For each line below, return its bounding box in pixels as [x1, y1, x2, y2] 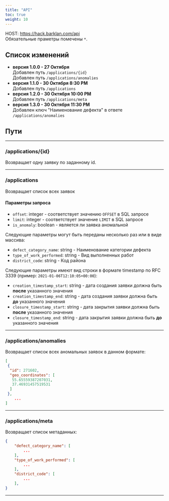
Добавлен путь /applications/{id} [12, 69, 87, 76]
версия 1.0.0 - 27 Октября [12, 64, 69, 70]
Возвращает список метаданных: [5, 429, 77, 435]
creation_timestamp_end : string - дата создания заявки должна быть [12, 293, 157, 299]
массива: [5, 237, 25, 243]
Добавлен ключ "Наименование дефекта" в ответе [12, 107, 123, 113]
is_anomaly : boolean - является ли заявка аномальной [12, 222, 128, 228]
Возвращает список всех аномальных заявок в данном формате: [5, 349, 146, 355]
